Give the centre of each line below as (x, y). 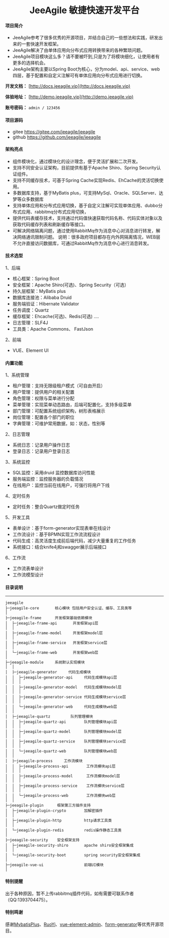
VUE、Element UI (30, 350)
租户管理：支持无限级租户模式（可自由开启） (59, 386)
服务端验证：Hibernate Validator (46, 304)
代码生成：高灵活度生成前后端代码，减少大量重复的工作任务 (74, 541)
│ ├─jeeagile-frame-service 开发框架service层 (56, 643)
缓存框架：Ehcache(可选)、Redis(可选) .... (56, 316)
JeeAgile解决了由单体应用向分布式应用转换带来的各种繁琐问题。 (79, 50)
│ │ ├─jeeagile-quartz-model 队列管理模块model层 (63, 732)
